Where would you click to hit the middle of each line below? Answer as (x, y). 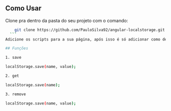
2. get (12, 76)
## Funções (17, 48)
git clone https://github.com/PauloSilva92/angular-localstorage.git (90, 30)
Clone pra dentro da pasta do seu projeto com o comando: (67, 20)
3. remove (16, 94)
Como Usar (23, 8)
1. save (13, 58)
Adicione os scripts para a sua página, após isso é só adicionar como (83, 39)
